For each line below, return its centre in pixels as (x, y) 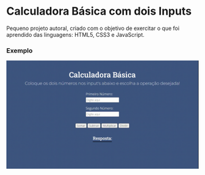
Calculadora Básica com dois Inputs (99, 11)
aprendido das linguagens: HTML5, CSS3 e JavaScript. (75, 34)
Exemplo (20, 50)
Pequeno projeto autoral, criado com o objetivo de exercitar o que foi (93, 28)
